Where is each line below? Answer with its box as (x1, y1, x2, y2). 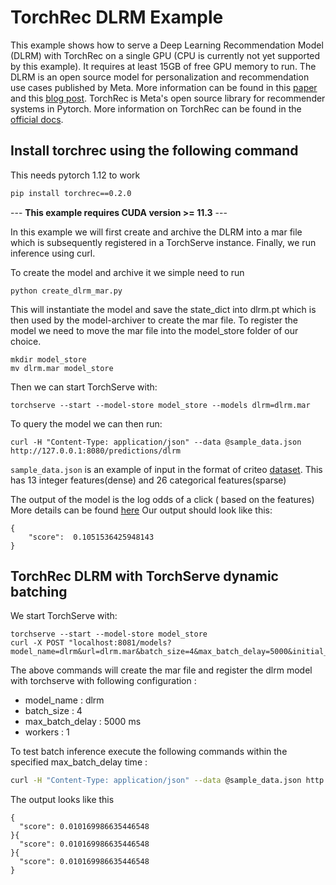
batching (10, 584, 68, 601)
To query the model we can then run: (10, 417, 163, 430)
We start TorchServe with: (10, 610, 118, 622)
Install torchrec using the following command (10, 142, 299, 160)
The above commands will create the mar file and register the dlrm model (10, 664, 313, 676)
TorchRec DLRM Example (10, 6, 224, 29)
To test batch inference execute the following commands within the (10, 746, 288, 758)
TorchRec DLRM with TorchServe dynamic (10, 568, 279, 585)
